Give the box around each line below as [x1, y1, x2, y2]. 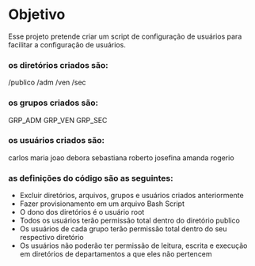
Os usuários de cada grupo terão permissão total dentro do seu [19, 224, 227, 234]
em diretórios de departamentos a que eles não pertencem [19, 249, 212, 259]
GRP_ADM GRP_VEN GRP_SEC [8, 115, 108, 125]
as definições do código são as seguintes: [8, 172, 173, 183]
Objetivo [8, 6, 66, 24]
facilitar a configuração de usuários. [8, 39, 127, 49]
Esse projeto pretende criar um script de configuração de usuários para [8, 32, 242, 41]
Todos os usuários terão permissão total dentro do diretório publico [19, 215, 240, 226]
